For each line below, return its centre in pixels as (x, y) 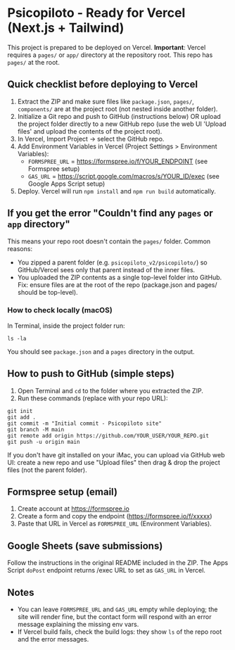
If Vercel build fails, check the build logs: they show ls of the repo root (120, 632)
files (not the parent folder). (47, 470)
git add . (22, 417)
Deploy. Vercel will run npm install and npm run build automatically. (116, 191)
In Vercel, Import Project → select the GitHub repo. (91, 139)
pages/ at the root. (33, 62)
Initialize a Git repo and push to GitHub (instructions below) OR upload (119, 116)
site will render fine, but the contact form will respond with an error (114, 617)
